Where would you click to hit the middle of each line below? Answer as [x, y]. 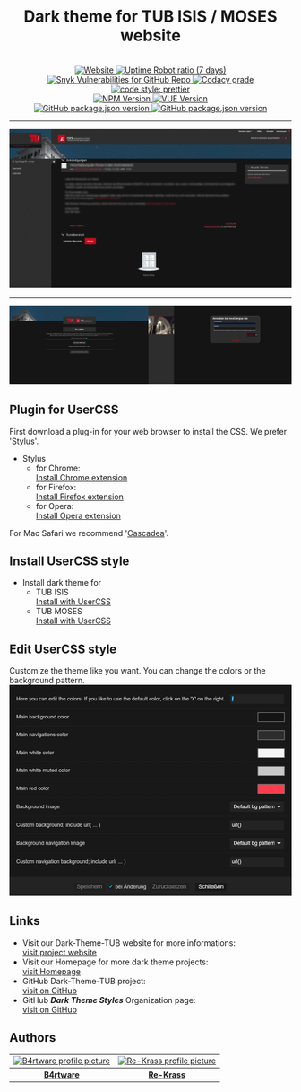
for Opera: [55, 506]
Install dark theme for [61, 583]
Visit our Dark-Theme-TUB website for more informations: [129, 942]
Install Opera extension [78, 515]
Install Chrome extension [82, 477]
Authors [33, 1038]
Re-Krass [167, 1075]
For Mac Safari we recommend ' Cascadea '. [89, 533]
